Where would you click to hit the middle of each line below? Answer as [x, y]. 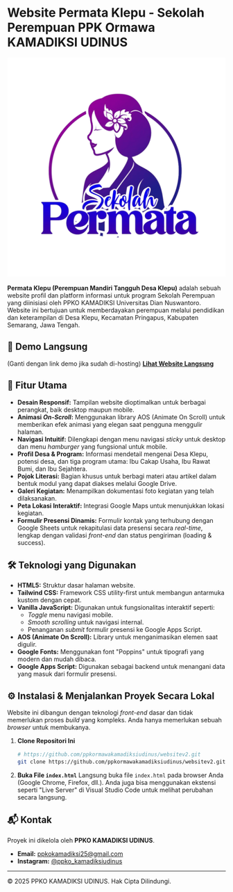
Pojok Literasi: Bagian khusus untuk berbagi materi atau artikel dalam [117, 476]
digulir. [27, 644]
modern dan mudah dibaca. [57, 659]
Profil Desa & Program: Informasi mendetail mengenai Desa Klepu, [113, 454]
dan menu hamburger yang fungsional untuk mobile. [92, 446]
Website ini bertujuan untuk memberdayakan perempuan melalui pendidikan [116, 310]
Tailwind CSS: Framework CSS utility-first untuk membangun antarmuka [121, 593]
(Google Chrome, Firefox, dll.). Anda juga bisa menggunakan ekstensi [116, 782]
